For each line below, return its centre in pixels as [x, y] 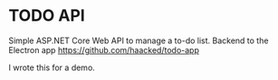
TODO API [47, 16]
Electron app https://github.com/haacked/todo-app [104, 49]
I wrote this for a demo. [52, 67]
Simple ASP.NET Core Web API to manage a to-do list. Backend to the [139, 40]
